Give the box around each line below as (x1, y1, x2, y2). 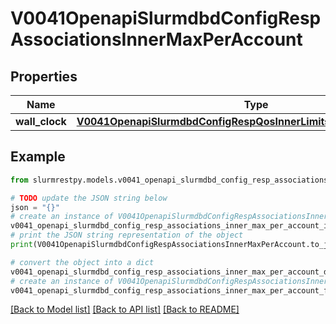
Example (10, 148, 66, 166)
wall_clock (15, 115, 67, 128)
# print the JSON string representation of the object (10, 230, 244, 241)
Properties (10, 68, 78, 85)
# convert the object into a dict (10, 257, 155, 267)
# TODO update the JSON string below (10, 193, 168, 203)
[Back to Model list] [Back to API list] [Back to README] (10, 303, 240, 316)
